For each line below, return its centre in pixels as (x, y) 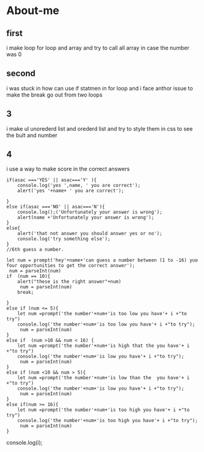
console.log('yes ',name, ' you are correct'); (79, 186)
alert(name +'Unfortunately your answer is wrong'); (86, 217)
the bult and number (32, 135)
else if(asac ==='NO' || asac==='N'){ (56, 207)
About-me (33, 11)
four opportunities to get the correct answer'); (71, 266)
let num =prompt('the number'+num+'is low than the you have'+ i (104, 378)
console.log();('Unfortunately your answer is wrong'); (90, 212)
